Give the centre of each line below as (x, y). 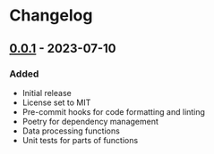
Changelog (51, 16)
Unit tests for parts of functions (80, 140)
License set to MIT (56, 102)
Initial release (47, 93)
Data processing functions (71, 131)
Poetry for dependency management (90, 121)
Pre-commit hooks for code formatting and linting (114, 111)
